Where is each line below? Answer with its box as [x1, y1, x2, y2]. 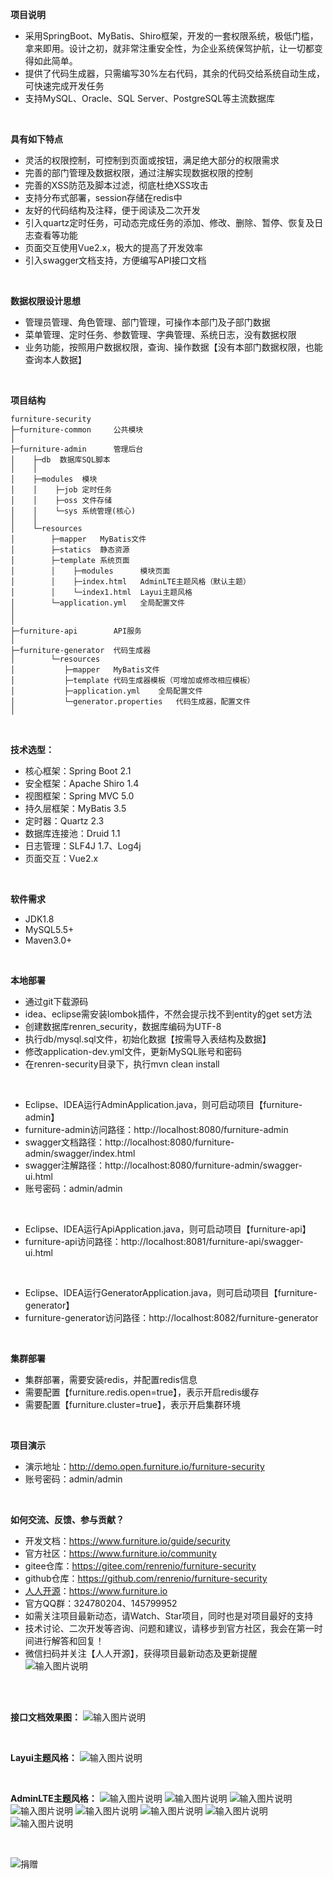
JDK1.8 [24, 913, 55, 925]
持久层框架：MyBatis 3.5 [24, 803, 127, 814]
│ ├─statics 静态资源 [10, 545, 130, 555]
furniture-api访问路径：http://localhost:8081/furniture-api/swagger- [24, 1236, 304, 1247]
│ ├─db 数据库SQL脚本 [10, 455, 111, 465]
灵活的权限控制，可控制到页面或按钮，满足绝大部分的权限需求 [24, 154, 280, 166]
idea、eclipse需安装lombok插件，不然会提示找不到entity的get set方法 [24, 1008, 313, 1020]
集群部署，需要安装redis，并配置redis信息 [24, 1374, 198, 1385]
